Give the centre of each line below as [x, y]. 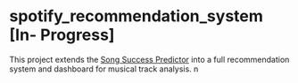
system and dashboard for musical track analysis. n [104, 69]
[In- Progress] [62, 35]
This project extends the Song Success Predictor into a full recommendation [149, 59]
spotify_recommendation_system [136, 16]
